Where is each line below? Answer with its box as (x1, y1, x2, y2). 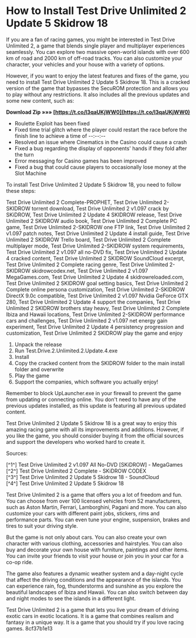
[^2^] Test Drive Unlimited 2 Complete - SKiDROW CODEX (6, 467, 147, 474)
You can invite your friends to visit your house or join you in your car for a (6, 552, 184, 559)
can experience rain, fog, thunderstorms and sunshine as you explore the (6, 582, 184, 589)
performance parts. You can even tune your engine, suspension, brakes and (6, 516, 190, 523)
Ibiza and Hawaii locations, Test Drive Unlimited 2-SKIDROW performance (6, 311, 185, 318)
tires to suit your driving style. (6, 522, 78, 529)
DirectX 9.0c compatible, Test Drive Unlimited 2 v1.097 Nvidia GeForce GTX (6, 292, 189, 299)
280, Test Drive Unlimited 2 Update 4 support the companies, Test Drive (6, 298, 181, 306)
